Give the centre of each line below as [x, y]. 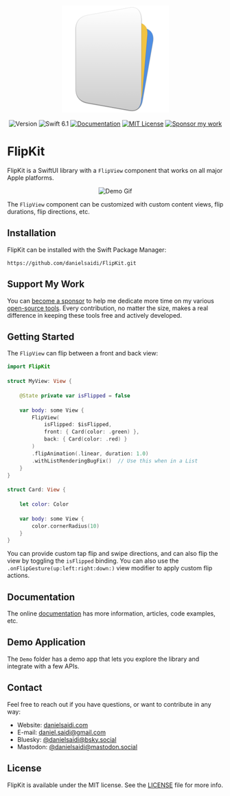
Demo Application [46, 643]
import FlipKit [29, 367]
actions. [18, 576]
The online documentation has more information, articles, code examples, [112, 613]
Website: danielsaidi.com [52, 725]
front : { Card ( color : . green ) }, [91, 432]
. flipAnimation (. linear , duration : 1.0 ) [90, 454]
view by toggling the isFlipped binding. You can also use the [93, 561]
